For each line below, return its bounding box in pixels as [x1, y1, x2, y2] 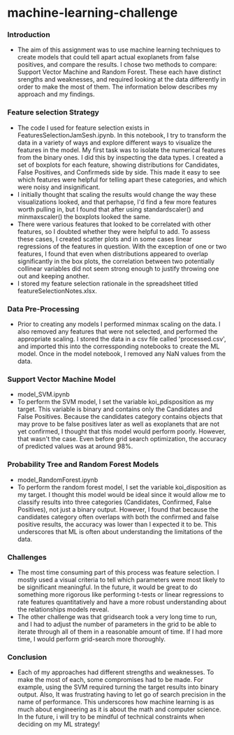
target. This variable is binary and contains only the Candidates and [17, 405, 212, 413]
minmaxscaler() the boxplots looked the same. [17, 212, 152, 221]
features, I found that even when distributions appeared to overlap [17, 249, 208, 258]
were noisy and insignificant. [17, 183, 101, 191]
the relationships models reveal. [17, 605, 110, 614]
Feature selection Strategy [7, 107, 100, 117]
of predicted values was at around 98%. [17, 442, 133, 451]
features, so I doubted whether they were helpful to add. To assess [17, 227, 211, 235]
